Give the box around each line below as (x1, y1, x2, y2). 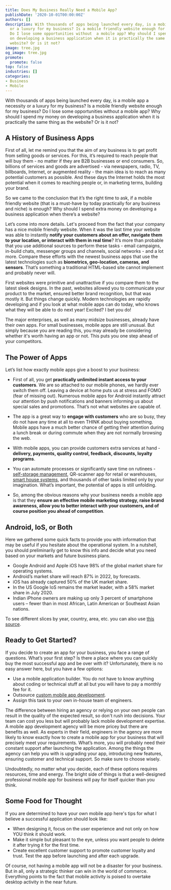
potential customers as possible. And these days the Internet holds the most (5, 174, 165, 180)
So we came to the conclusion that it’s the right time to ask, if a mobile (5, 195, 153, 201)
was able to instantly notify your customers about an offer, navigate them (5, 232, 163, 238)
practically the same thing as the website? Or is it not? (5, 119, 119, 125)
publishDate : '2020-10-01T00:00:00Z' (5, 12, 85, 17)
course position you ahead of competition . (12, 508, 104, 514)
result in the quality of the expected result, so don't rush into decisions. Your (5, 712, 166, 719)
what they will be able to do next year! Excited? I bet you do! (5, 307, 131, 313)
